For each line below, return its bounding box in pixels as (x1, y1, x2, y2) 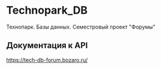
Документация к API (6, 40, 88, 51)
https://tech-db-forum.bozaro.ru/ (6, 56, 88, 63)
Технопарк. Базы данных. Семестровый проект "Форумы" (6, 23, 156, 30)
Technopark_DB (6, 4, 88, 17)
